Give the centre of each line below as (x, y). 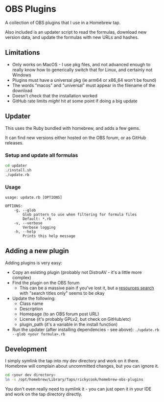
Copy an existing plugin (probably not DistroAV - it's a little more (77, 272)
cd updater (16, 166)
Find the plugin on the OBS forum (46, 283)
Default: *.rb (37, 219)
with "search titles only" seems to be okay (62, 293)
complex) (22, 277)
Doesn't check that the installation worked (55, 95)
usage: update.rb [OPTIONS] (34, 197)
